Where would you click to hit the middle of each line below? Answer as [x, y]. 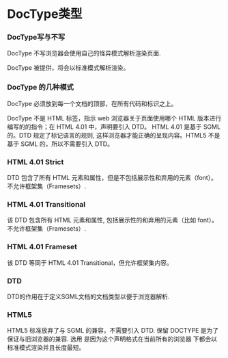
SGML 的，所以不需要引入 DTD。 [67, 144]
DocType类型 [45, 14]
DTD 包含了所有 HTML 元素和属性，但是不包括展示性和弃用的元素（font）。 [112, 178]
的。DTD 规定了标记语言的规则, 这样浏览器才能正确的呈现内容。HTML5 [107, 135]
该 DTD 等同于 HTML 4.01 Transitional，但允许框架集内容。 [90, 263]
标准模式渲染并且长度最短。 [46, 348]
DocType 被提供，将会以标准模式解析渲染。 [68, 68]
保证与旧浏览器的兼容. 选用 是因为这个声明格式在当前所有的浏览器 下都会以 [112, 339]
